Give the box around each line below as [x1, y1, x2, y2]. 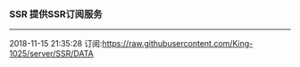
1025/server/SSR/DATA [9, 48, 94, 59]
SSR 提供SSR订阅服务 [9, 7, 103, 20]
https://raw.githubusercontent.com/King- [102, 38, 254, 49]
